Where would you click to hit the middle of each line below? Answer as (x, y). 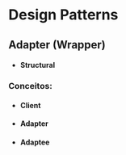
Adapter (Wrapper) (57, 45)
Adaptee (35, 142)
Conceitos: (30, 86)
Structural (38, 65)
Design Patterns (63, 15)
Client (30, 105)
